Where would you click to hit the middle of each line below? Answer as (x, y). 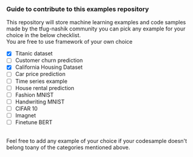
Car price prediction (40, 74)
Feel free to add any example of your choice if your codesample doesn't (97, 141)
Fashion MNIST (34, 95)
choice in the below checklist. (44, 35)
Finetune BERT (34, 122)
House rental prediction (45, 88)
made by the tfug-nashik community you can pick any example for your (96, 29)
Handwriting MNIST (40, 102)
